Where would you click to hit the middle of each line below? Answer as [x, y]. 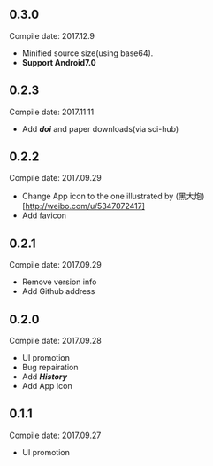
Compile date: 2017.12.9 [52, 35]
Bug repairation [50, 368]
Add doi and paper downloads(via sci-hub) [100, 128]
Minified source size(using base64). [87, 53]
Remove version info [59, 282]
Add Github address [58, 291]
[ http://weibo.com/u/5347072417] [84, 206]
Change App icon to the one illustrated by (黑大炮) [113, 196]
